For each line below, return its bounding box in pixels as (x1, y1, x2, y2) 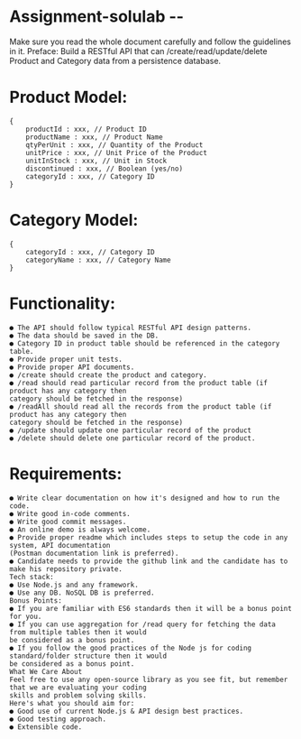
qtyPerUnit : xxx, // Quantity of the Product (25, 140, 204, 150)
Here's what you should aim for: (9, 698, 135, 707)
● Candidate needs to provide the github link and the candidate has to (9, 557, 288, 566)
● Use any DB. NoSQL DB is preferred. (9, 588, 155, 597)
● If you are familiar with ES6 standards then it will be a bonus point (9, 604, 293, 613)
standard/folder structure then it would (9, 651, 168, 660)
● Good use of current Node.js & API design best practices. (9, 707, 244, 716)
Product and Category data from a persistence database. (9, 55, 222, 66)
